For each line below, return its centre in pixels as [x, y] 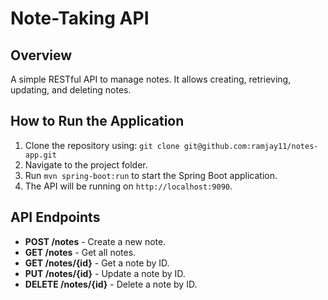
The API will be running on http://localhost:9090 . [128, 186]
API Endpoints [55, 217]
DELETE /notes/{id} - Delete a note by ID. [111, 284]
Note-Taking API [80, 18]
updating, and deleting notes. [71, 90]
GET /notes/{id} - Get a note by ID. [97, 263]
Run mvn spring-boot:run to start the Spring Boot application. [151, 175]
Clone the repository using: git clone [102, 145]
